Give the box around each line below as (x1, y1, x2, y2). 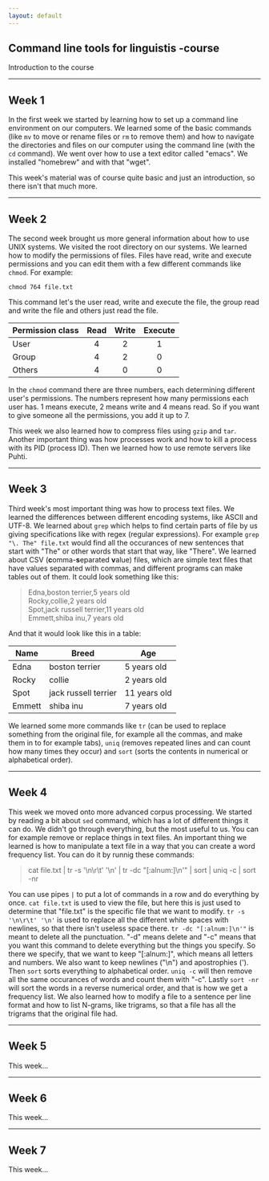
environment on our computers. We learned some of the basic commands (8, 124, 252, 133)
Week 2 (8, 212, 47, 225)
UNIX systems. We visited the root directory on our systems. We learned (8, 242, 247, 252)
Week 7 (8, 1143, 46, 1157)
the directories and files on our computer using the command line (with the (8, 140, 255, 150)
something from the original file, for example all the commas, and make (8, 729, 243, 739)
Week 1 (8, 93, 45, 107)
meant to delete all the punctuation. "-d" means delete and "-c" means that (8, 931, 256, 941)
